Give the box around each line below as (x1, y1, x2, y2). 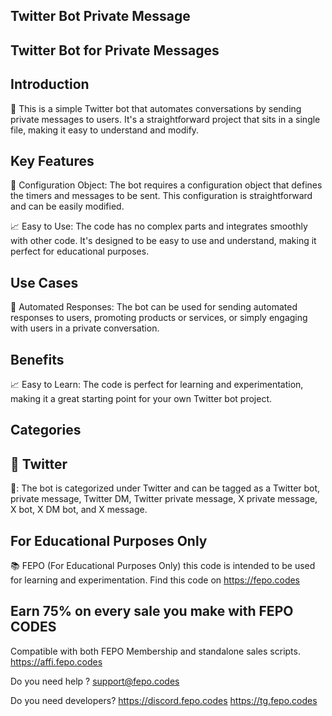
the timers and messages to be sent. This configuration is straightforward (10, 190, 313, 202)
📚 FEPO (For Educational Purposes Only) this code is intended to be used (10, 560, 316, 572)
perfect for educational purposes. (10, 245, 150, 258)
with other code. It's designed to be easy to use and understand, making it (10, 235, 317, 247)
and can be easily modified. (10, 200, 125, 213)
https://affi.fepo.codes (10, 655, 103, 668)
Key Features (10, 152, 95, 169)
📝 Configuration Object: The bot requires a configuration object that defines (10, 179, 323, 191)
